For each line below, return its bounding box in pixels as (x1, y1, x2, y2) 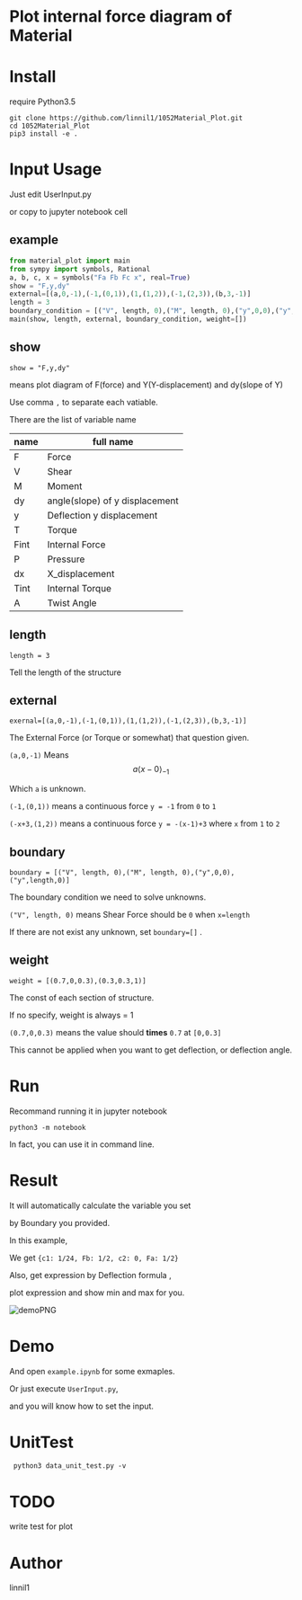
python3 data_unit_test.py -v (13, 1462, 127, 1471)
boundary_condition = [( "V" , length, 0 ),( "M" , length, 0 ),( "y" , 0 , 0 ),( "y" (9, 307, 292, 316)
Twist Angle (47, 596, 97, 609)
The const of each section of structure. (9, 991, 155, 1003)
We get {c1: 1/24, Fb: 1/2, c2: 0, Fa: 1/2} (9, 1252, 180, 1263)
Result (9, 1170, 58, 1190)
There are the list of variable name (9, 413, 137, 424)
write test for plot (9, 1521, 74, 1532)
